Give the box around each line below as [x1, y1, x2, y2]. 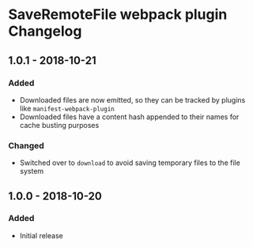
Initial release [19, 230, 63, 240]
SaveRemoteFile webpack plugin [8, 6, 228, 24]
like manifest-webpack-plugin [19, 103, 115, 113]
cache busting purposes [19, 120, 100, 129]
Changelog [8, 22, 82, 40]
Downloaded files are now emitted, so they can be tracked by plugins [19, 95, 246, 104]
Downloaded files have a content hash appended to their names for [19, 112, 240, 122]
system [19, 167, 44, 176]
